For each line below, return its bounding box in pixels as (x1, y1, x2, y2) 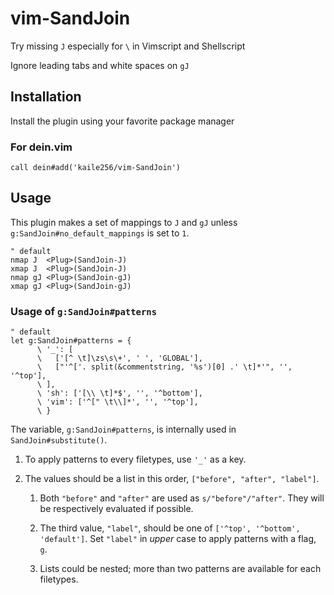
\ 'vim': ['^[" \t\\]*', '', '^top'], (36, 397, 199, 407)
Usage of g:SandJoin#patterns (10, 304, 158, 318)
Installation (10, 88, 82, 106)
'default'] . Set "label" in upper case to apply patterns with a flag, (39, 533, 317, 545)
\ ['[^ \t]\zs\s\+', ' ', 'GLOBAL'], (36, 353, 203, 364)
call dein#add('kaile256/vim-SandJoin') (10, 163, 182, 173)
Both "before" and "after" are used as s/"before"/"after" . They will (39, 492, 325, 504)
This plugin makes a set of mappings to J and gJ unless (10, 216, 238, 228)
